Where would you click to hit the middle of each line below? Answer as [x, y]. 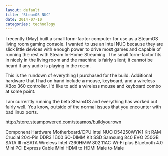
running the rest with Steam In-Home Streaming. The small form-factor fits [83, 55]
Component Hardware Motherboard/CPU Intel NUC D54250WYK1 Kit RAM [83, 132]
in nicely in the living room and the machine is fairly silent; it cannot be [79, 60]
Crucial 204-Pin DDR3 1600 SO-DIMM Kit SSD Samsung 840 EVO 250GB [82, 137]
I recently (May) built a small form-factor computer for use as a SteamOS [82, 39]
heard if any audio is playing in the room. [48, 66]
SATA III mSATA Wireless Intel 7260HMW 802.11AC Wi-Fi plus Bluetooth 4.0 [84, 143]
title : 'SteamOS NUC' [28, 15]
